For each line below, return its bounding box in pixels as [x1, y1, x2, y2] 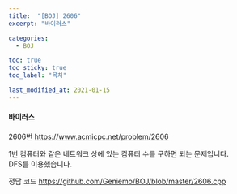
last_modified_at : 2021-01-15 [8, 86, 111, 94]
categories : [8, 34, 49, 42]
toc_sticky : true [8, 64, 67, 72]
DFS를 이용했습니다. [8, 159, 73, 169]
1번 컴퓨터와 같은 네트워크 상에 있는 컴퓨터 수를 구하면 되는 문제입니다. [8, 149, 229, 158]
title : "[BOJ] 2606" [8, 11, 82, 20]
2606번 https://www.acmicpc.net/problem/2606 [8, 131, 169, 141]
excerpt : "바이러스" [8, 19, 71, 28]
